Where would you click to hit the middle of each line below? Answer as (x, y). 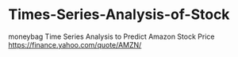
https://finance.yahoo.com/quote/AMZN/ (75, 44)
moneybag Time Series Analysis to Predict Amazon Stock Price (111, 36)
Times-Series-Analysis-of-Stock (119, 15)
